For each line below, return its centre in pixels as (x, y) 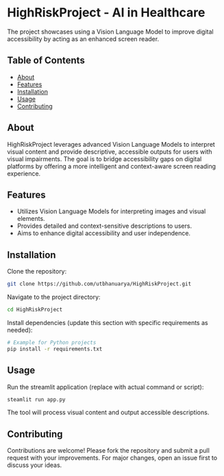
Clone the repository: (37, 272)
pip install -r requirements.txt (55, 349)
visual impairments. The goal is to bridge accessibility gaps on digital (104, 158)
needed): (20, 330)
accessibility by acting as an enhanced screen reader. (83, 38)
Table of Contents (46, 61)
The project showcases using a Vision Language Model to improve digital (110, 32)
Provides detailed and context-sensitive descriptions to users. (104, 226)
